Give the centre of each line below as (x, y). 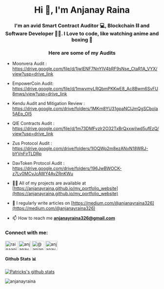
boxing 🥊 (82, 40)
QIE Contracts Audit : (33, 123)
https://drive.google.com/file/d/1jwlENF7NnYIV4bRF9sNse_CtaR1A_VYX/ (85, 69)
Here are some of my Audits (82, 53)
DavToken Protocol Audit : (38, 163)
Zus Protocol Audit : (32, 143)
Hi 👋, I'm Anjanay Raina (82, 10)
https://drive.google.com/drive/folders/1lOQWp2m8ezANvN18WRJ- (80, 149)
